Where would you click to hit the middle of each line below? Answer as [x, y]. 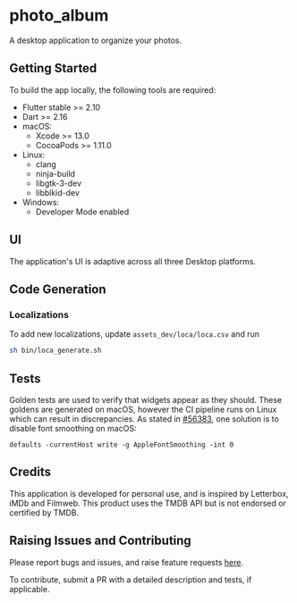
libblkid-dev [58, 192]
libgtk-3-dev [59, 183]
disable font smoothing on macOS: [73, 428]
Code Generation [58, 289]
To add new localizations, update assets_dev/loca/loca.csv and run [134, 334]
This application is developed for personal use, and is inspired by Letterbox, [149, 493]
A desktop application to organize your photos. [96, 40]
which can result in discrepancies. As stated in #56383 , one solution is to [144, 419]
